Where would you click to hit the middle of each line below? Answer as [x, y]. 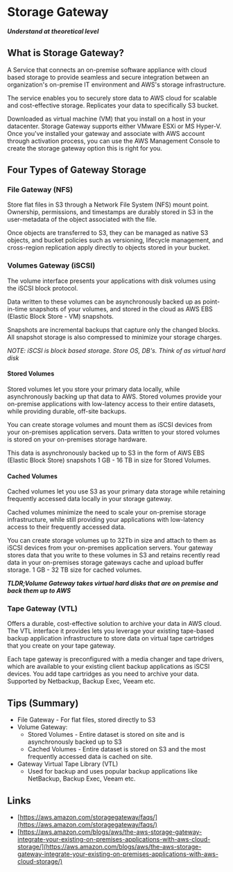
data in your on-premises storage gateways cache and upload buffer [105, 563]
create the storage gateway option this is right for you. [85, 148]
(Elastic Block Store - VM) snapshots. [61, 316]
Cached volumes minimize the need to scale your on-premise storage [107, 512]
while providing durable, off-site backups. [67, 411]
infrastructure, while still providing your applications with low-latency [106, 520]
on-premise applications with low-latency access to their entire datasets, [111, 403]
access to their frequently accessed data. [67, 527]
